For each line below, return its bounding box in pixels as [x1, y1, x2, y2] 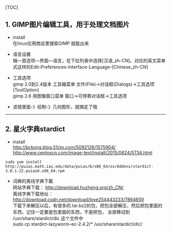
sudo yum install [5, 159, 42, 165]
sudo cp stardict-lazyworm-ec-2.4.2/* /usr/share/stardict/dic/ [12, 221, 142, 227]
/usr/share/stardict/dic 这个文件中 [12, 215, 83, 221]
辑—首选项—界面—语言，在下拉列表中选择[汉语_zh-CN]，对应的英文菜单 [12, 57, 166, 63]
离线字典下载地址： [12, 191, 53, 197]
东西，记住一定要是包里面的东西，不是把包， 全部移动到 [12, 209, 130, 215]
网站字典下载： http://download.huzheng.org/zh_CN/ [12, 184, 124, 190]
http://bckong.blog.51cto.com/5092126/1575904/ [12, 144, 116, 150]
